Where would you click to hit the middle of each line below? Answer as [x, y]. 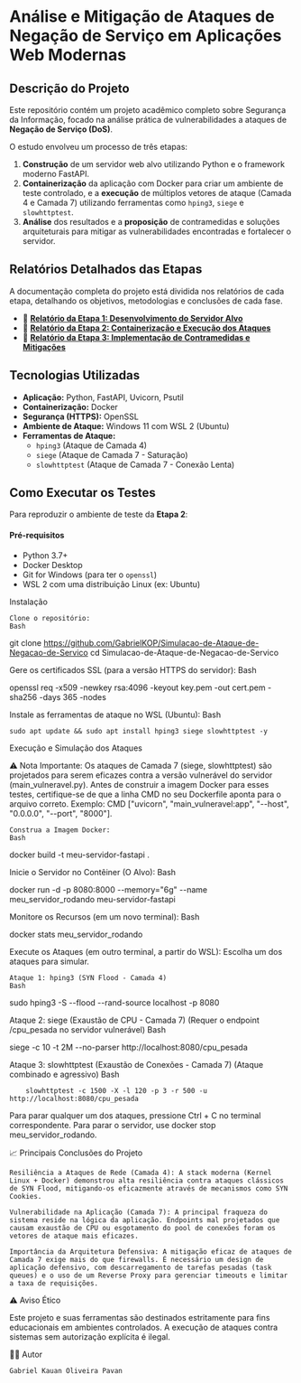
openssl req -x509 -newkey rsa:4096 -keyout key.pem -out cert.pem [137, 687]
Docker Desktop [52, 565]
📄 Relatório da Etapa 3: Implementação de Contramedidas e [136, 337]
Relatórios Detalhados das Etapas [106, 270]
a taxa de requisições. [54, 1283]
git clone [26, 642]
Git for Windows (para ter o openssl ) [90, 575]
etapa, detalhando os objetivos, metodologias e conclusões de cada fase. [146, 301]
